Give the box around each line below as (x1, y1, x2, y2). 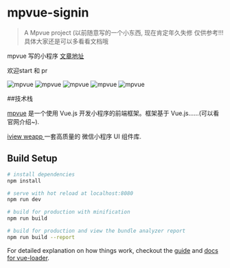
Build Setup (7, 153, 58, 165)
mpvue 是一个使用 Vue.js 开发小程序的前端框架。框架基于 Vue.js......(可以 (7, 109, 214, 117)
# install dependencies (7, 171, 76, 178)
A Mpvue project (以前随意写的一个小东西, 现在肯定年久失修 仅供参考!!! (23, 28, 224, 37)
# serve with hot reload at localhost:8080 (7, 189, 134, 197)
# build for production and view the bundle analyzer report (7, 227, 186, 234)
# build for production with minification (7, 209, 130, 216)
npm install (7, 177, 41, 184)
